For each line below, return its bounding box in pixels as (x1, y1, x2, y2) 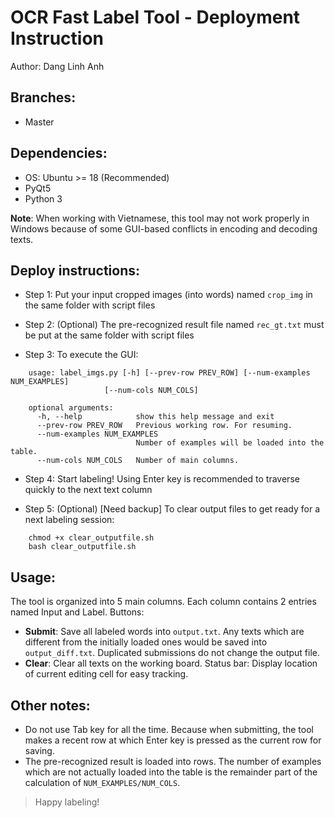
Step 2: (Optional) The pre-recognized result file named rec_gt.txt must (24, 319, 325, 331)
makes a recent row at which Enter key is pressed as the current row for (24, 734, 322, 746)
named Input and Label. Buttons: (10, 606, 145, 618)
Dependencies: (10, 145, 108, 162)
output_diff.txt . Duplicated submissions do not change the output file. (24, 647, 320, 659)
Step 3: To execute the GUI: (24, 349, 139, 361)
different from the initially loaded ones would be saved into (24, 636, 268, 648)
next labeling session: (24, 514, 115, 526)
